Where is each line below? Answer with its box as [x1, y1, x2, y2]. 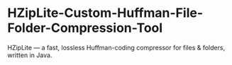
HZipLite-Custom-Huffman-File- [7, 5, 204, 21]
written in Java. [7, 51, 53, 59]
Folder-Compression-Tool [7, 20, 163, 36]
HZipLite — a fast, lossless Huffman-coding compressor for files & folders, [7, 43, 226, 52]
